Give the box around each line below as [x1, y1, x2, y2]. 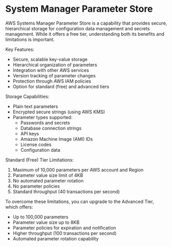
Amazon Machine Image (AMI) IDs [20, 136, 93, 142]
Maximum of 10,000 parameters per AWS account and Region [12, 167, 144, 173]
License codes [20, 141, 52, 148]
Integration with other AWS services [12, 67, 89, 73]
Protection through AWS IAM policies [12, 78, 91, 84]
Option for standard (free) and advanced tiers [12, 83, 109, 90]
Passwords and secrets [20, 119, 70, 126]
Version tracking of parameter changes [12, 72, 96, 78]
